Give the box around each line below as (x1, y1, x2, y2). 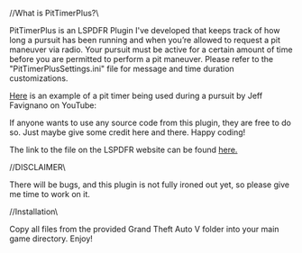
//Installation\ (9, 206, 59, 217)
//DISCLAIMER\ (9, 162, 66, 172)
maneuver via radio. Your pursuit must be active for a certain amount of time (9, 44, 293, 55)
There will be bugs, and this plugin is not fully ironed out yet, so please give (9, 179, 290, 190)
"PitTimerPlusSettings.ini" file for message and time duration (9, 63, 234, 74)
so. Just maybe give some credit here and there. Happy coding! (9, 127, 246, 138)
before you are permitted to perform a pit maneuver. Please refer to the (9, 54, 274, 64)
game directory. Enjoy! (9, 233, 93, 244)
